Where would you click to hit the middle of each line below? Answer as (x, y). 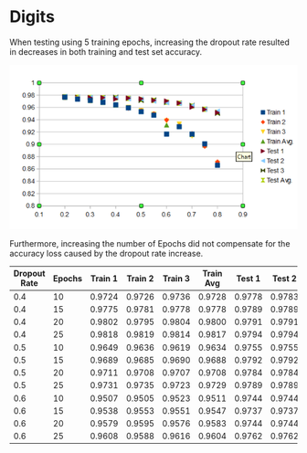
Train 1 (104, 278)
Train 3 (176, 278)
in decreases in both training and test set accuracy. (106, 51)
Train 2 (140, 278)
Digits (32, 17)
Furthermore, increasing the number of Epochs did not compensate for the (150, 243)
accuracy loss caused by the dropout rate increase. (106, 253)
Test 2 (285, 278)
